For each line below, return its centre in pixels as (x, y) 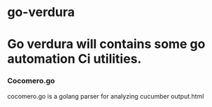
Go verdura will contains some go (106, 44)
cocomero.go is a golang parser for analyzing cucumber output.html (106, 96)
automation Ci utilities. (75, 59)
